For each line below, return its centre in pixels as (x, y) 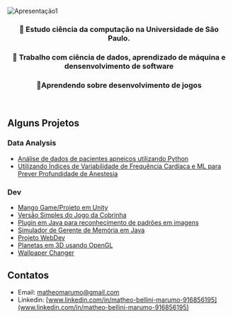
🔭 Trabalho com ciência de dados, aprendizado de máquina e (119, 57)
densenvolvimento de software (119, 66)
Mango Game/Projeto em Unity (63, 208)
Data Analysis (32, 143)
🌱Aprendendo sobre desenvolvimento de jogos (119, 85)
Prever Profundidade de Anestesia (68, 173)
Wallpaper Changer (46, 253)
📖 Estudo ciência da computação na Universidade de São (119, 29)
